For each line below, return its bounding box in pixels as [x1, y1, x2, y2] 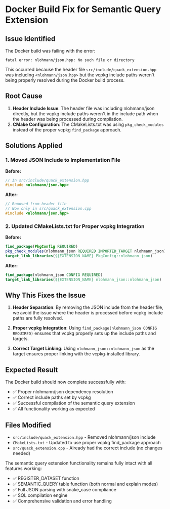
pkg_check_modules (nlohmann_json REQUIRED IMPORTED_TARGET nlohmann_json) [5, 249, 166, 254]
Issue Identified [5, 34, 56, 43]
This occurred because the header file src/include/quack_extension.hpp [5, 67, 157, 72]
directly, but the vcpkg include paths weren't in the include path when [12, 110, 158, 117]
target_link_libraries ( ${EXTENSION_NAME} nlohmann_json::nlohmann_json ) [5, 277, 162, 282]
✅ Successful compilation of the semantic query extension [12, 400, 135, 406]
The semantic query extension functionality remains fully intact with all [5, 460, 153, 466]
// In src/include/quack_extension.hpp [5, 178, 90, 183]
